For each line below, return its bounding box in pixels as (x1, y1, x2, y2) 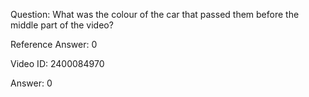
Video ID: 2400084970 (10, 58, 105, 69)
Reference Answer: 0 (10, 39, 98, 50)
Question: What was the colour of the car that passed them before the (10, 9, 300, 20)
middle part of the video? (10, 19, 114, 31)
